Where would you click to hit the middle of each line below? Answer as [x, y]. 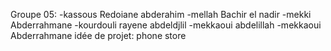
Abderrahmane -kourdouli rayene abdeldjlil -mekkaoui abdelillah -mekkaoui [166, 25]
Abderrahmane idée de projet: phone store [98, 35]
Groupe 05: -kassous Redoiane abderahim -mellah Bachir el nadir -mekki [161, 14]
